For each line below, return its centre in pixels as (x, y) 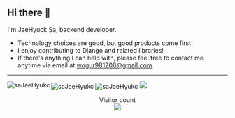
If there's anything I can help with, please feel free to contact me (111, 58)
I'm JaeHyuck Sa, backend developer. (62, 29)
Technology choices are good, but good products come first (104, 43)
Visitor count (117, 100)
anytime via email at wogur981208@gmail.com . (86, 65)
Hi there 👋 (29, 13)
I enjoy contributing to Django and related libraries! (91, 50)
